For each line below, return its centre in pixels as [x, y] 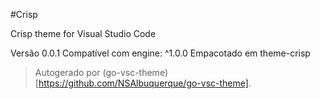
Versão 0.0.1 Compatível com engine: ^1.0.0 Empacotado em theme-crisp [160, 53]
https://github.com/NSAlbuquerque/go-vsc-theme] [143, 83]
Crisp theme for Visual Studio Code [83, 33]
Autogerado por [67, 72]
